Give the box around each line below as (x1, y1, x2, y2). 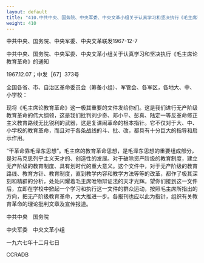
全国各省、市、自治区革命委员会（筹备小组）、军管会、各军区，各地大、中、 (6, 84, 195, 91)
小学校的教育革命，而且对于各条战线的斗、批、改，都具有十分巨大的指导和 (6, 127, 192, 134)
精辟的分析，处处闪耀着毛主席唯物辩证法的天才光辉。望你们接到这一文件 (16, 178, 198, 185)
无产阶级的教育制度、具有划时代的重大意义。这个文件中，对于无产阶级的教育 (6, 162, 198, 170)
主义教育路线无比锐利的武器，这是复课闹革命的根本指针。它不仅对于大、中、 (6, 119, 198, 127)
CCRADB (6, 251, 29, 258)
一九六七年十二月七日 (6, 239, 59, 246)
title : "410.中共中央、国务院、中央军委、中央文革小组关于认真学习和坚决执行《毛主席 (6, 15, 197, 21)
